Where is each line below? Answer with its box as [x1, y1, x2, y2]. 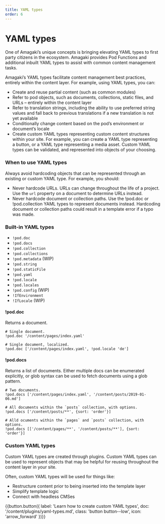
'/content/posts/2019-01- [93, 392, 147, 397]
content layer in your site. [5, 464, 57, 470]
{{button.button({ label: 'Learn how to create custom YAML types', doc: [5, 503, 149, 509]
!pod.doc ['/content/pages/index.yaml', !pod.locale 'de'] [5, 347, 129, 352]
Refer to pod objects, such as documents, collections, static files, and [12, 95, 154, 100]
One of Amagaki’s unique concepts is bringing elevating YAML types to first [5, 49, 159, 55]
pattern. [5, 378, 21, 384]
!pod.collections [12, 252, 48, 257]
